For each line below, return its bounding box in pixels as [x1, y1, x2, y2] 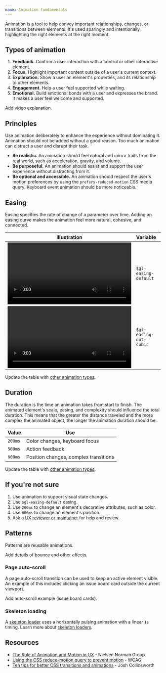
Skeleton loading [5, 608, 47, 615]
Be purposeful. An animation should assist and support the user [12, 163, 143, 169]
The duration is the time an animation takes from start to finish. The [5, 402, 142, 407]
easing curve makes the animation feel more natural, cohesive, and [5, 217, 142, 223]
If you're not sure [5, 481, 59, 489]
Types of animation [5, 45, 66, 54]
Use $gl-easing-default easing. [12, 499, 78, 505]
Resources [5, 638, 39, 647]
